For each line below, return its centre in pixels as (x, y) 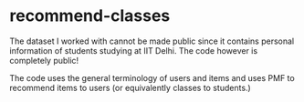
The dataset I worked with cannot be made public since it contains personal (152, 41)
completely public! (44, 60)
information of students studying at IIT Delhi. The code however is (134, 50)
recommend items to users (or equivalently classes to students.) (130, 87)
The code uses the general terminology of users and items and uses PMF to (152, 77)
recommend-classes (90, 16)
